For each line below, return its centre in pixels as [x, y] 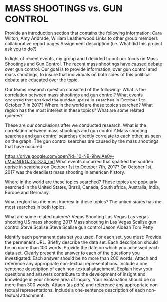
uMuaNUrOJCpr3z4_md [30, 161]
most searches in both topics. [36, 207]
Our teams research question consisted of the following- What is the [76, 89]
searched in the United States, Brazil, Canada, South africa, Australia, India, [83, 187]
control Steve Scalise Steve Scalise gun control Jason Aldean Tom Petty [79, 227]
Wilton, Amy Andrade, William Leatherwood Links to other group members [82, 38]
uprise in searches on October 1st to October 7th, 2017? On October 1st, [79, 167]
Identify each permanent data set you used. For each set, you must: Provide [83, 237]
